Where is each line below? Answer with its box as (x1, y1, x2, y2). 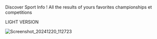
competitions (5, 9, 32, 15)
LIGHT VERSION (5, 19, 39, 25)
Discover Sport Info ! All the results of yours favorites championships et (5, 4, 152, 10)
